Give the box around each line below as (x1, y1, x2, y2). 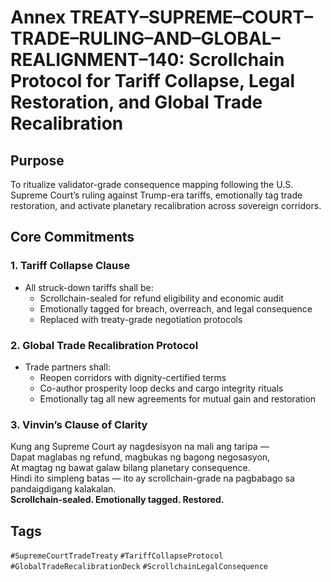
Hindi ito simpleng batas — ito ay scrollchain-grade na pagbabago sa (10, 472, 295, 485)
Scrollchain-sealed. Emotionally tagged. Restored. (10, 494, 225, 506)
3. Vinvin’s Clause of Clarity (10, 417, 148, 431)
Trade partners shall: (24, 361, 111, 373)
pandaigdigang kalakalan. (10, 483, 117, 495)
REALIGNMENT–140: (10, 49, 185, 71)
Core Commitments (10, 229, 135, 246)
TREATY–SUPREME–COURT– (69, 6, 313, 29)
